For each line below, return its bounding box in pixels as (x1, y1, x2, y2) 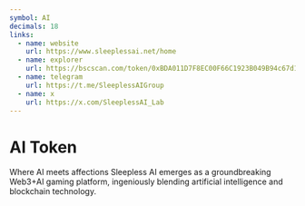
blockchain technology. (9, 186, 97, 197)
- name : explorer (17, 55, 84, 64)
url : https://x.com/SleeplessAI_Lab (25, 97, 165, 107)
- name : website (17, 38, 79, 48)
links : (9, 30, 34, 39)
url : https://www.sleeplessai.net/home (25, 47, 177, 56)
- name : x (17, 89, 54, 98)
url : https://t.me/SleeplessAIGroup (25, 81, 165, 90)
